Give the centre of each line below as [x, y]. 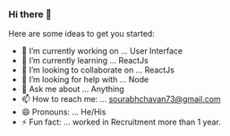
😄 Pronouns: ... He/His [64, 112]
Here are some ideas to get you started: [82, 34]
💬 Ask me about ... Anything [72, 89]
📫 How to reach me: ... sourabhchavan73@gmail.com [121, 99]
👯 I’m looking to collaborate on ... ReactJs [98, 70]
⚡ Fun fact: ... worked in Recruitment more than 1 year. [121, 122]
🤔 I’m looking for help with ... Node [85, 80]
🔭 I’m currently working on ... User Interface [102, 51]
